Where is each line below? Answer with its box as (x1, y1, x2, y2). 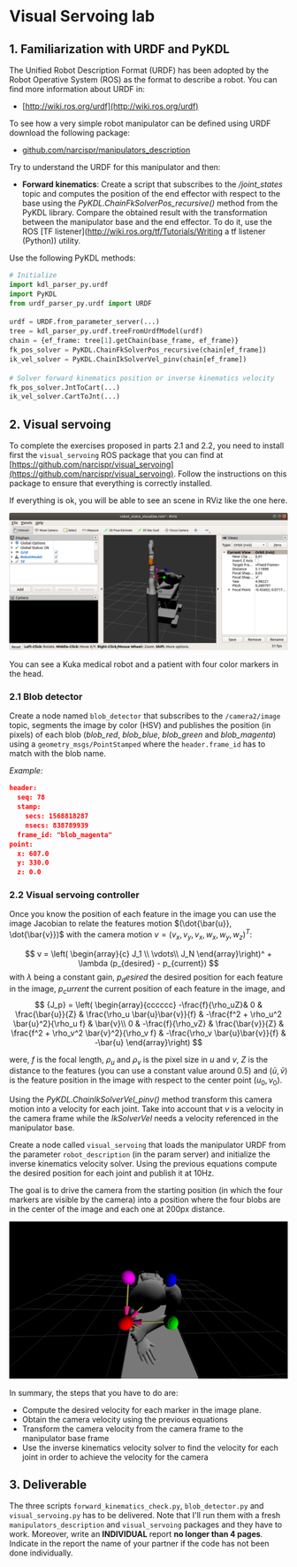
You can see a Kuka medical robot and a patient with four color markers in (9, 659, 279, 670)
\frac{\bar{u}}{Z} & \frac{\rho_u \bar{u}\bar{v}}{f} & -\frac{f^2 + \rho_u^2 (14, 1008, 283, 1020)
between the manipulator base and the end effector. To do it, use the (21, 217, 272, 227)
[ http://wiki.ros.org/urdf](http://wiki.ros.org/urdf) (21, 101, 199, 112)
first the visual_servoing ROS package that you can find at (9, 450, 224, 461)
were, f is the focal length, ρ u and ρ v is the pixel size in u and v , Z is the (9, 1054, 269, 1067)
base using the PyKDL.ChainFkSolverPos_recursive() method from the (21, 198, 278, 208)
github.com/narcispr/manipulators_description (21, 144, 191, 155)
